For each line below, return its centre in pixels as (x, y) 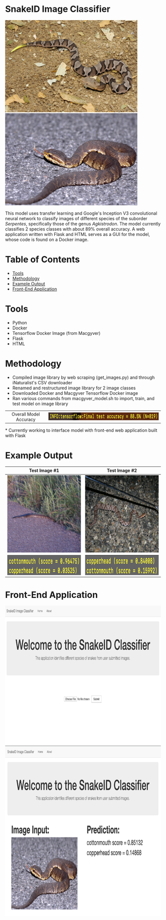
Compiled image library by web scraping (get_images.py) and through (83, 377)
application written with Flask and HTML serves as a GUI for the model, (78, 234)
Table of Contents (42, 259)
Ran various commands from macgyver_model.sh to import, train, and (83, 398)
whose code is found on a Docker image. (47, 239)
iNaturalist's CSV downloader (42, 382)
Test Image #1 (44, 470)
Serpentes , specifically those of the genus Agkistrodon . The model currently (83, 224)
